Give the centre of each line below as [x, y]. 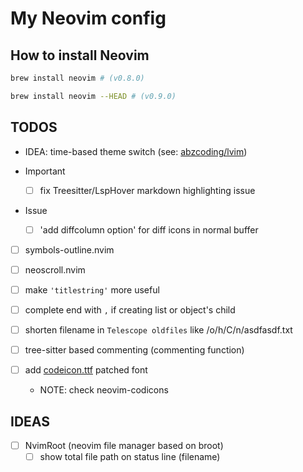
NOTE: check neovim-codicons [104, 390]
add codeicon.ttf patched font [86, 370]
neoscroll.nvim [55, 269]
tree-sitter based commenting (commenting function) [134, 350]
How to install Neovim [80, 55]
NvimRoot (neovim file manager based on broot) [124, 445]
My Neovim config [88, 18]
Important [45, 171]
